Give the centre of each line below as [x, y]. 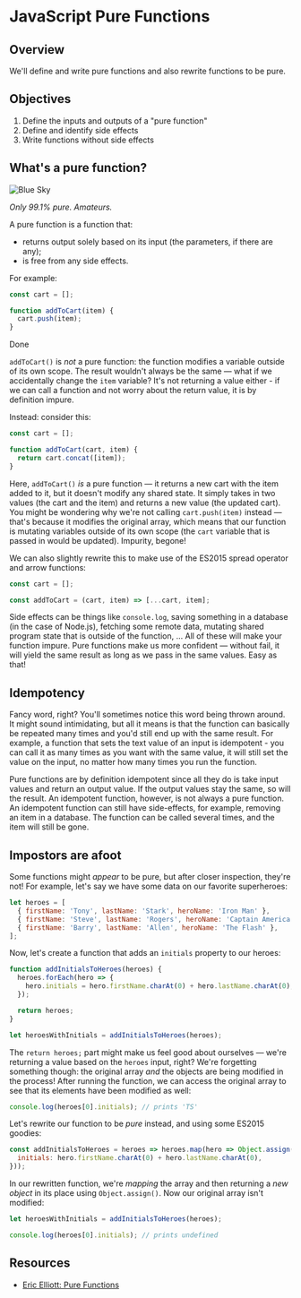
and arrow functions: [48, 567]
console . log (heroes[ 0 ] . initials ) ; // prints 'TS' [104, 1107]
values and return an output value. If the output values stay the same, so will [150, 789]
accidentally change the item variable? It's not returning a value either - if [145, 381]
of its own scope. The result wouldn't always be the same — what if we [141, 371]
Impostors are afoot [65, 855]
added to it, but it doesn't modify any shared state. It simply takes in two [142, 493]
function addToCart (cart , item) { [74, 450]
